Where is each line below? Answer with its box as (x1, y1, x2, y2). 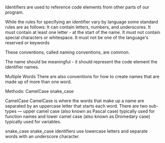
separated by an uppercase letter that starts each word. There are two (5, 103, 148, 109)
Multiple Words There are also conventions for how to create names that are (5, 74, 160, 79)
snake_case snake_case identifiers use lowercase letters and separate (5, 128, 148, 134)
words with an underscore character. (5, 134, 80, 139)
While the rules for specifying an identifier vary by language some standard (5, 19, 159, 25)
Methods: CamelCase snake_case (5, 88, 74, 94)
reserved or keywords (5, 40, 50, 46)
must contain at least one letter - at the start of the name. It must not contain (5, 29, 161, 35)
